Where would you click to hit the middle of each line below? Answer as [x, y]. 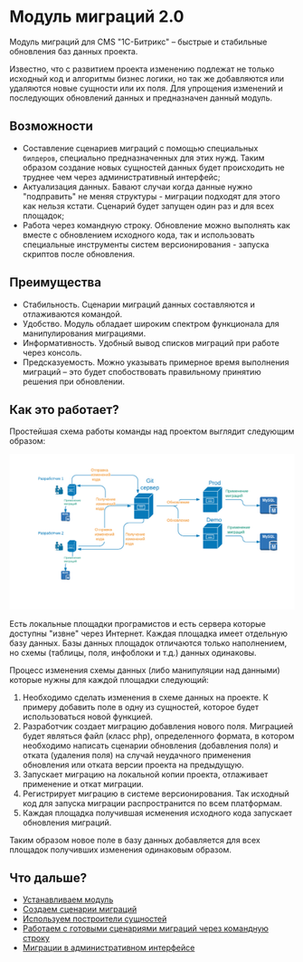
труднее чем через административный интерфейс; [121, 177]
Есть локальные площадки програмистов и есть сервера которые [138, 623]
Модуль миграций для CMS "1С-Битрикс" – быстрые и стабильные [138, 42]
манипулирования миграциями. [84, 333]
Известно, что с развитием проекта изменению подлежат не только [142, 69]
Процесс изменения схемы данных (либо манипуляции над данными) [145, 670]
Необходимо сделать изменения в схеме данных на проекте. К [145, 697]
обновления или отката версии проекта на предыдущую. [133, 765]
